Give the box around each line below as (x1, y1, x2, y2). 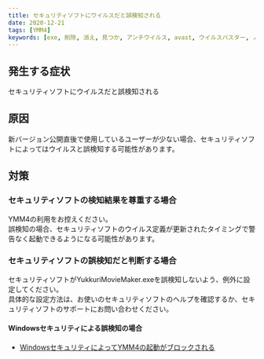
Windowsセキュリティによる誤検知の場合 (8, 324, 143, 333)
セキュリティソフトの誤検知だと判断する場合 (8, 255, 177, 266)
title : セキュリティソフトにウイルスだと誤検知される (8, 11, 162, 20)
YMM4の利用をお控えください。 (8, 214, 112, 224)
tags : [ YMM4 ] (8, 26, 51, 34)
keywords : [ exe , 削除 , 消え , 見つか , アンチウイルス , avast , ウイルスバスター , (8, 33, 250, 42)
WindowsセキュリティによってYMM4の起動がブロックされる (19, 343, 215, 352)
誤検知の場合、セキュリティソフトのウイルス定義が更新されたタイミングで (8, 224, 249, 233)
